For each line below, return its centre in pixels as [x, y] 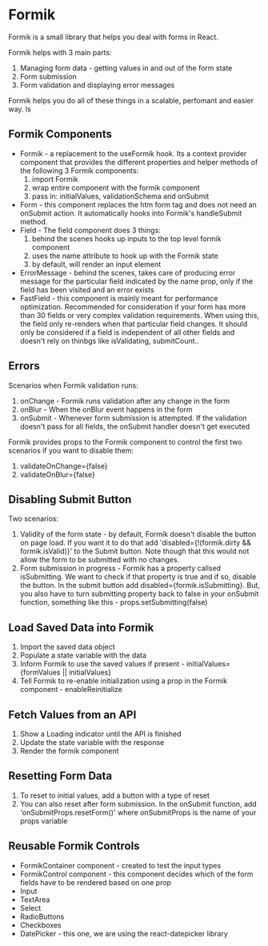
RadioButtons [42, 916]
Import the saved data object [68, 647]
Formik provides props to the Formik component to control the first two [125, 441]
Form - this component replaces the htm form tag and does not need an [138, 204]
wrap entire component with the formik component [116, 187]
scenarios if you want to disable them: [71, 450]
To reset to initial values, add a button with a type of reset [115, 795]
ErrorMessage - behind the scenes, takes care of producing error [128, 272]
